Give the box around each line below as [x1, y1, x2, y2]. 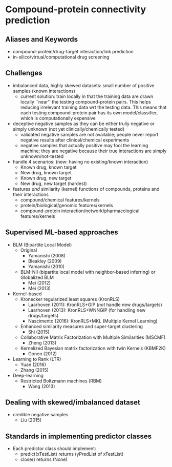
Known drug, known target [20, 164, 77, 170]
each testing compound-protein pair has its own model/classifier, [20, 109, 158, 116]
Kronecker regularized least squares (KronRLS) [20, 296, 120, 302]
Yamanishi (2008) [28, 252, 66, 258]
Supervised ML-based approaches [5, 228, 119, 237]
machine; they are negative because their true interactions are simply [20, 148, 167, 154]
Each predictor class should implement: [12, 445, 96, 452]
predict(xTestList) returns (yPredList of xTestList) [20, 451, 124, 457]
